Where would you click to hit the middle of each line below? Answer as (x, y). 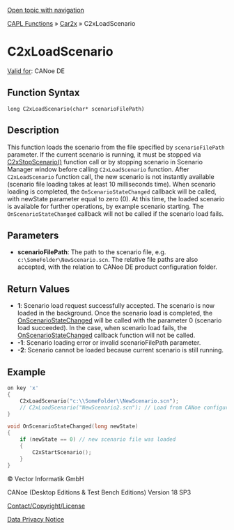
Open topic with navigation (46, 10)
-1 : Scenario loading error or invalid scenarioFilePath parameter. (109, 343)
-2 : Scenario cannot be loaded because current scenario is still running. (120, 350)
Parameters (33, 235)
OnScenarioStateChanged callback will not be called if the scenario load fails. (116, 213)
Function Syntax (44, 93)
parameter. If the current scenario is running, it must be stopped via (104, 154)
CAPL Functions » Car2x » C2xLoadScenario (71, 23)
